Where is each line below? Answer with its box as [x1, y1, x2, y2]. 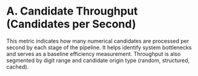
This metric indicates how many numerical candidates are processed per [6, 37, 189, 44]
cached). [6, 63, 29, 71]
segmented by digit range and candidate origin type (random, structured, [6, 57, 190, 64]
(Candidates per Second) [6, 17, 136, 31]
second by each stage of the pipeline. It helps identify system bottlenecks [6, 44, 192, 51]
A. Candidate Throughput [6, 4, 138, 18]
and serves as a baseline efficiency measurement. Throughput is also [6, 50, 181, 57]
